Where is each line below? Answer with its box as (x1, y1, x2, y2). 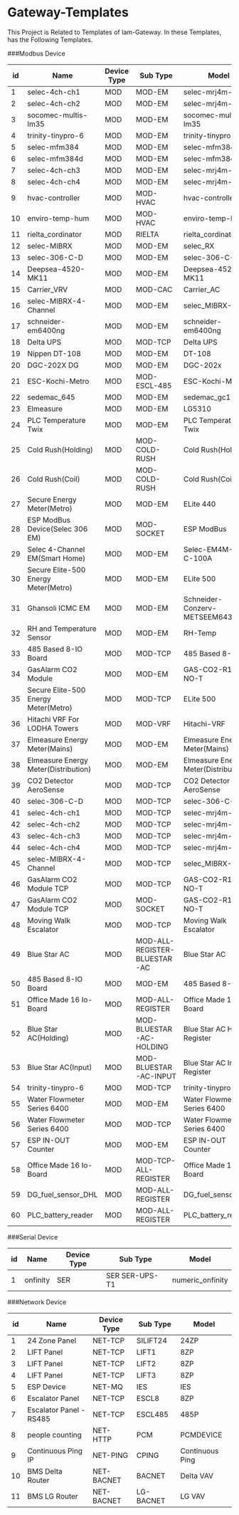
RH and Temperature (27, 624, 97, 634)
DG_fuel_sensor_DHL (27, 1190, 98, 1200)
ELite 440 (184, 499, 216, 509)
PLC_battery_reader (27, 1210, 94, 1220)
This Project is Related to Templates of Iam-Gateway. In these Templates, (7, 28, 222, 36)
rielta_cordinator (27, 229, 83, 239)
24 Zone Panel (27, 1336, 77, 1346)
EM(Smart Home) (27, 553, 86, 563)
